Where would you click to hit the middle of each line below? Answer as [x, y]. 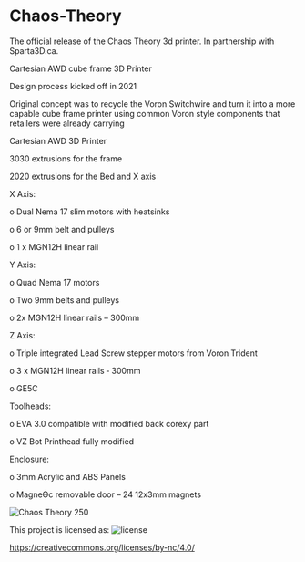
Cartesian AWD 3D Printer [58, 140]
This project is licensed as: [60, 529]
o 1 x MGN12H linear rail [54, 246]
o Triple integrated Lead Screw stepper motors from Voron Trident [133, 353]
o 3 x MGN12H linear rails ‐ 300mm [75, 370]
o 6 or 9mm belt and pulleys [62, 229]
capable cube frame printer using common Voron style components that [145, 113]
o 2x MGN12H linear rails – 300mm [75, 317]
